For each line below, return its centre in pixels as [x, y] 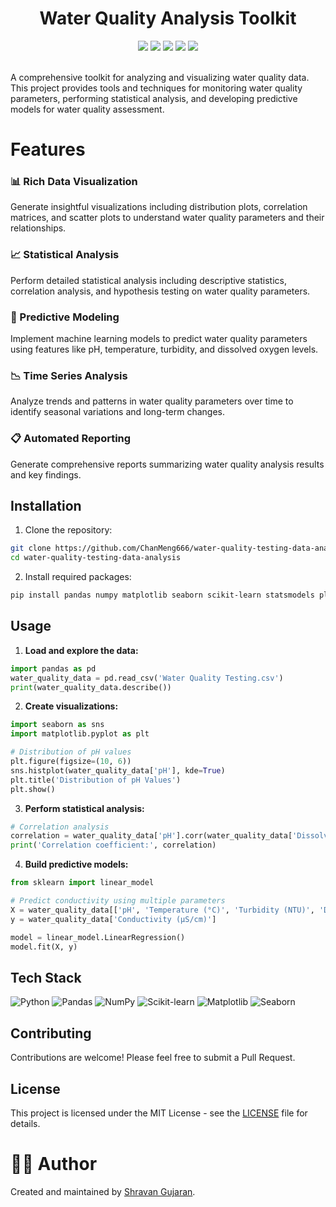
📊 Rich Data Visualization [74, 182]
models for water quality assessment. [87, 109]
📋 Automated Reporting [71, 439]
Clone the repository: [68, 530]
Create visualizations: [71, 706]
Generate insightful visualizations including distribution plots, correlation [159, 207]
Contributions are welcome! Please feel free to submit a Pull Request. [153, 1058]
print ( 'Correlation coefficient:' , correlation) [113, 845]
